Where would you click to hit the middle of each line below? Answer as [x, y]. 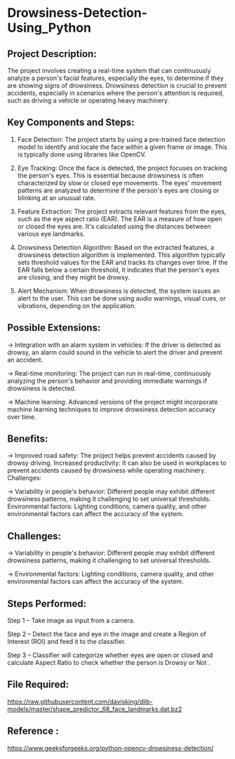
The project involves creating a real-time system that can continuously [109, 71]
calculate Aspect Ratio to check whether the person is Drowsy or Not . [109, 663]
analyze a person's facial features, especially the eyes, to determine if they [115, 78]
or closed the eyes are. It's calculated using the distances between [114, 226]
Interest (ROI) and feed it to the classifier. [67, 642]
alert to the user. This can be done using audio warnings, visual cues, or [121, 298]
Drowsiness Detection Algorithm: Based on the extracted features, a [116, 247]
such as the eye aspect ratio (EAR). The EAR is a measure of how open [120, 218]
